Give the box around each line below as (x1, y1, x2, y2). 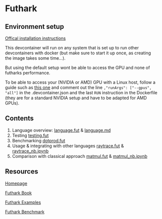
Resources (5, 167, 38, 176)
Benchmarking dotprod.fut (12, 137, 66, 143)
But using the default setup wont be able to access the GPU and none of (5, 65, 150, 70)
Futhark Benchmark (5, 209, 45, 215)
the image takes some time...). (5, 55, 66, 61)
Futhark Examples (5, 199, 41, 205)
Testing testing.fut (12, 132, 49, 138)
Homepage (5, 180, 28, 186)
